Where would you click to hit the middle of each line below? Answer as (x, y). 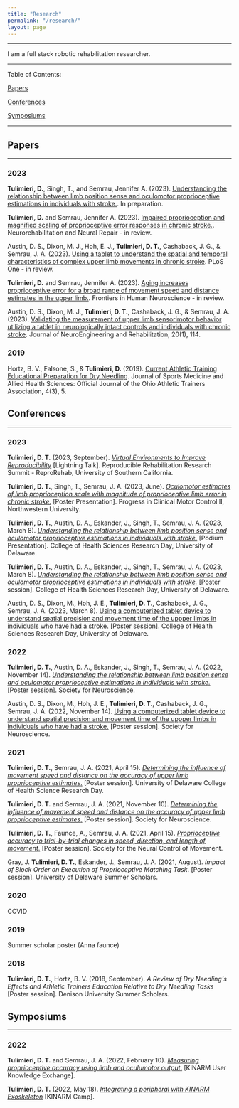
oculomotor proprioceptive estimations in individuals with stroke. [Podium (116, 538)
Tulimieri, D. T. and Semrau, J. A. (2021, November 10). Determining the (112, 804)
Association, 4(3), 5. (37, 391)
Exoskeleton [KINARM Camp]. (51, 1097)
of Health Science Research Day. (56, 791)
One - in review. (31, 269)
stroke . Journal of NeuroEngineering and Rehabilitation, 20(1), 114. (104, 334)
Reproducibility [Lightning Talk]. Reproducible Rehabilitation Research (110, 465)
